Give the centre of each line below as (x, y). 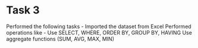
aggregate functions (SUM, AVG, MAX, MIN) (60, 39)
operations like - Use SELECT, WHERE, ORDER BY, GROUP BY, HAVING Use (99, 32)
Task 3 (23, 10)
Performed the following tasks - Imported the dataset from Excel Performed (99, 26)
